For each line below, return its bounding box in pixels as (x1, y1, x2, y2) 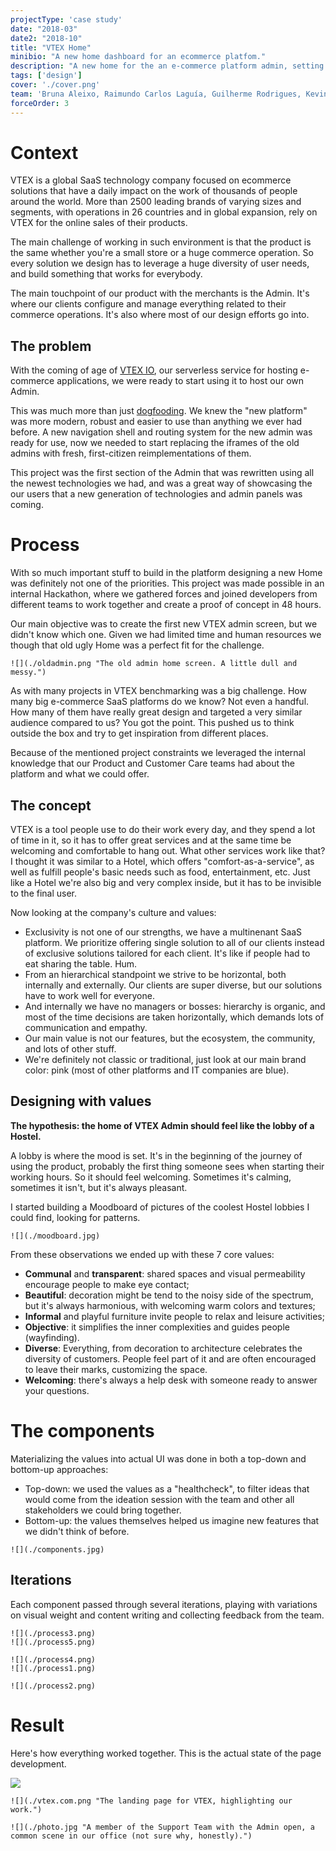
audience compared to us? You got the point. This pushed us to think (10, 717, 295, 729)
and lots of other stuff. (24, 1043, 117, 1055)
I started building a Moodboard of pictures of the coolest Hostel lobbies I (10, 1201, 310, 1213)
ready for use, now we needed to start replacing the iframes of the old (10, 437, 300, 449)
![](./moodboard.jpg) (10, 1231, 101, 1241)
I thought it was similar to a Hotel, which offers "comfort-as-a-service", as (10, 856, 315, 867)
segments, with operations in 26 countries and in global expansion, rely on (10, 206, 318, 218)
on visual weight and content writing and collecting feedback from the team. (10, 1609, 325, 1621)
